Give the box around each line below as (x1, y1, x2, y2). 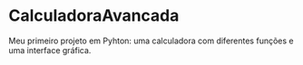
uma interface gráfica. (8, 44, 92, 55)
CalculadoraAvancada (8, 5, 180, 26)
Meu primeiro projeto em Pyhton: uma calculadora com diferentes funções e (8, 35, 294, 46)
